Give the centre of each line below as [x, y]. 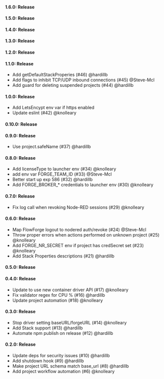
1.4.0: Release [20, 29]
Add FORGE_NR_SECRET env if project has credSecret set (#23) [78, 245]
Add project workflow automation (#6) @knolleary [63, 371]
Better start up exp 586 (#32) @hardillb [53, 180]
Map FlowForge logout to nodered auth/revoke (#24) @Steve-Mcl [79, 229]
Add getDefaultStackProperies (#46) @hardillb [60, 75]
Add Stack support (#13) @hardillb [48, 328]
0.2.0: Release [21, 344]
